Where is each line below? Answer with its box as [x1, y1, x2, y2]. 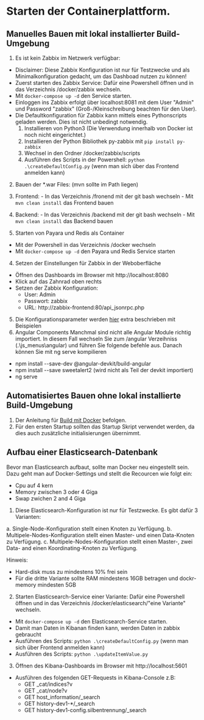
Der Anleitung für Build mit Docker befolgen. [15, 416, 127, 424]
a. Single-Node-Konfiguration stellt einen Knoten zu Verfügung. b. [6, 524, 172, 532]
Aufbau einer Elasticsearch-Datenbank [6, 447, 158, 458]
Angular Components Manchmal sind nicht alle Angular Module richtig [15, 329, 191, 336]
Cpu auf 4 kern [15, 482, 54, 489]
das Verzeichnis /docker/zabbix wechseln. [15, 86, 122, 93]
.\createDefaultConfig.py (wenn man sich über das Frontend [24, 163, 179, 169]
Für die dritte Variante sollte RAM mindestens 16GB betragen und [15, 575, 178, 582]
